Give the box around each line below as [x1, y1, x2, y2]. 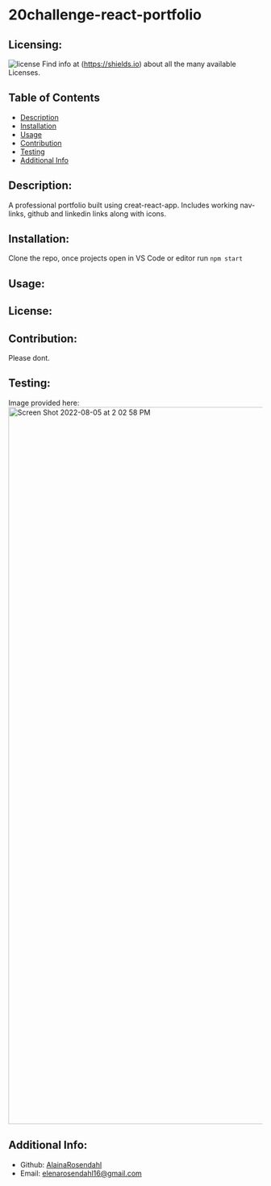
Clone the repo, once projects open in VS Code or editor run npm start [8, 253, 244, 263]
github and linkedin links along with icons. [27, 208, 167, 219]
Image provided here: [8, 398, 80, 407]
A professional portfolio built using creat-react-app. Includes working [8, 200, 239, 210]
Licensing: [8, 38, 63, 52]
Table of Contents [8, 91, 101, 105]
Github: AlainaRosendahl [19, 1159, 102, 1169]
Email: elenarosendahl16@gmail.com [19, 1168, 143, 1178]
